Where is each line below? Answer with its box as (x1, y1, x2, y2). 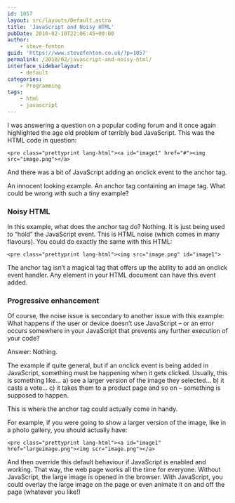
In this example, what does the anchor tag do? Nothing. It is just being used (7, 223, 226, 231)
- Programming (20, 82, 61, 89)
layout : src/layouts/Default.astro (7, 17, 112, 24)
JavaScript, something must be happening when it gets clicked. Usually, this (7, 369, 228, 377)
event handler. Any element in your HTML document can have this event (7, 271, 216, 280)
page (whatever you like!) (7, 488, 81, 496)
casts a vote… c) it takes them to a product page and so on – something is (7, 384, 221, 392)
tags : (7, 89, 23, 96)
